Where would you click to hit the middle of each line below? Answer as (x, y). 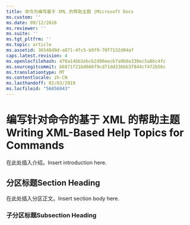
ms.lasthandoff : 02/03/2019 (41, 83)
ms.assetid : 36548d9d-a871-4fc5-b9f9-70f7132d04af (70, 50)
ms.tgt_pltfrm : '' (29, 39)
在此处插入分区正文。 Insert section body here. (63, 198)
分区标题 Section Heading (53, 183)
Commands (35, 145)
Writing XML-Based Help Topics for (95, 133)
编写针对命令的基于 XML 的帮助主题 (93, 120)
